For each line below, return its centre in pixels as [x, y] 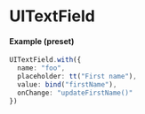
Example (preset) [42, 41]
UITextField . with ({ [45, 60]
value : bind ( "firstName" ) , [67, 85]
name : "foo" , [41, 68]
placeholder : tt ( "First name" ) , [77, 77]
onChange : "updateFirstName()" [75, 93]
